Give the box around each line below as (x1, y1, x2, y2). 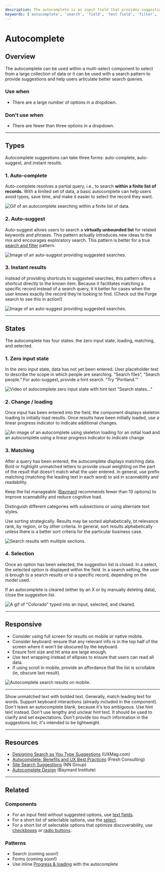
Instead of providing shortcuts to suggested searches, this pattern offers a (5, 275, 156, 281)
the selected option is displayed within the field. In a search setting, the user (5, 566, 160, 572)
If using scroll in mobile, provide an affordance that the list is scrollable (12, 664, 156, 671)
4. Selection (5, 550, 34, 557)
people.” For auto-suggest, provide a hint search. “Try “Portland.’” (5, 376, 138, 382)
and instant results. (24, 160, 63, 166)
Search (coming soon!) (12, 851, 59, 857)
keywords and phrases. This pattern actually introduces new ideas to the (5, 232, 152, 238)
